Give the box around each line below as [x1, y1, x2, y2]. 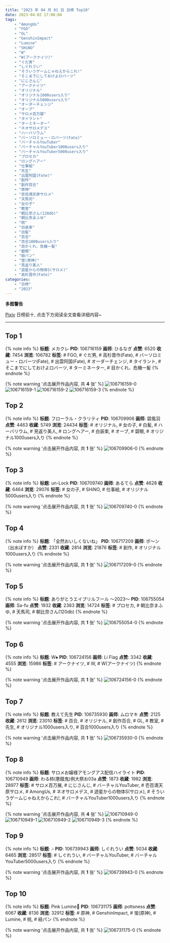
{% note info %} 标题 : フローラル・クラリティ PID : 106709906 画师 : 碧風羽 [5, 415, 160, 421]
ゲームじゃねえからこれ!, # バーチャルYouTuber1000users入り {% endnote [9, 795, 165, 801]
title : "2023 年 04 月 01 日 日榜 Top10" [5, 7, 90, 13]
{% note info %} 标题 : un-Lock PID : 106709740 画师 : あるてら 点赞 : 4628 [5, 480, 157, 486]
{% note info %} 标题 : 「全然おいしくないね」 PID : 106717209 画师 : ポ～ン [5, 538, 160, 544]
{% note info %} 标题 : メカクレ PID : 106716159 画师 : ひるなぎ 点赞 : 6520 [5, 346, 156, 352]
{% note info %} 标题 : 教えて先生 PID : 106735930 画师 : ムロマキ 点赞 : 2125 [5, 711, 161, 717]
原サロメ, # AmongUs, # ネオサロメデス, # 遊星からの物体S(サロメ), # [5, 788, 150, 795]
